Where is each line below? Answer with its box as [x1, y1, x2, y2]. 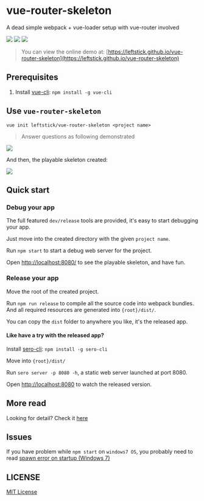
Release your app [6, 274, 59, 283]
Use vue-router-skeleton [6, 106, 102, 116]
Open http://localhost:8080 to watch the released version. [6, 381, 152, 388]
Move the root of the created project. [6, 288, 99, 295]
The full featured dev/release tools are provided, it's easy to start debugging [6, 217, 199, 224]
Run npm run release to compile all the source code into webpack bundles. [6, 299, 194, 307]
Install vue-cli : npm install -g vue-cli [15, 88, 113, 95]
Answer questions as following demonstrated [21, 133, 135, 140]
